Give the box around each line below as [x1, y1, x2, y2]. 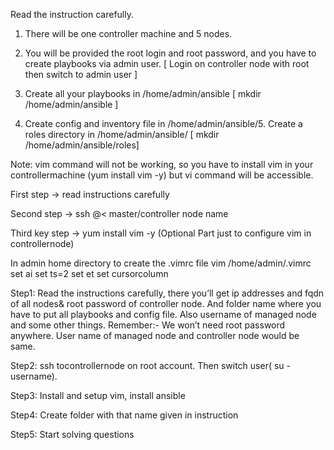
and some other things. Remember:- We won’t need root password [10, 319, 286, 331]
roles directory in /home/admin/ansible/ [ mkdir [24, 129, 220, 140]
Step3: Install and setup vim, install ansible [10, 390, 186, 401]
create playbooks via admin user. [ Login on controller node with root [24, 58, 310, 69]
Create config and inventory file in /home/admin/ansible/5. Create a [24, 118, 303, 129]
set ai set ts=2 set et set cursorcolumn [10, 268, 169, 279]
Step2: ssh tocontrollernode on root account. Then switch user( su [10, 360, 285, 371]
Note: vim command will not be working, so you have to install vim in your [10, 159, 314, 170]
